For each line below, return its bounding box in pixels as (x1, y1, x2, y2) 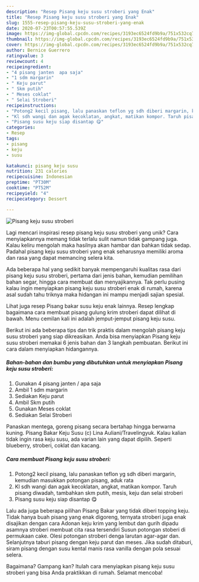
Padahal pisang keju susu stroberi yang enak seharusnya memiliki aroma (6, 247, 184, 255)
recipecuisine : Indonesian (6, 174, 73, 180)
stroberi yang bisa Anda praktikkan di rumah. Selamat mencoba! (6, 569, 163, 576)
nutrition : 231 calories (6, 168, 68, 174)
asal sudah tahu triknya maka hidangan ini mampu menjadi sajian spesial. (6, 291, 185, 298)
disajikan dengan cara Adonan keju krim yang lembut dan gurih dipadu (6, 520, 179, 527)
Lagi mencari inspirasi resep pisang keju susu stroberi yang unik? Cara (6, 229, 179, 236)
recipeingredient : (6, 63, 52, 70)
